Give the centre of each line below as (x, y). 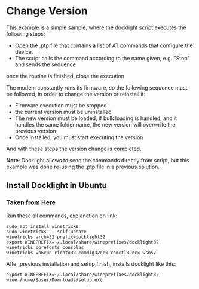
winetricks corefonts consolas (45, 247)
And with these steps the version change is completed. (74, 149)
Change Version (47, 11)
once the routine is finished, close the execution (65, 76)
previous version (36, 131)
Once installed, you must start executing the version (79, 137)
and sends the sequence (45, 64)
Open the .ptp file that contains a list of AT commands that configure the (104, 45)
